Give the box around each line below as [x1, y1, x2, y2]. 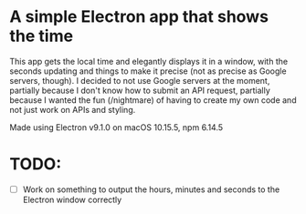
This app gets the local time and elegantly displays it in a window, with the [9, 56, 289, 66]
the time [9, 25, 74, 46]
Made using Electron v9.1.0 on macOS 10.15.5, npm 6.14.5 [9, 121, 224, 133]
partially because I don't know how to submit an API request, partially [9, 85, 271, 96]
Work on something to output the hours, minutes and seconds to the [22, 184, 280, 195]
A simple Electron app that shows [9, 6, 269, 27]
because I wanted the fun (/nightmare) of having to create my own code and [9, 94, 297, 106]
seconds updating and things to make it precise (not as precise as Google [9, 66, 287, 76]
